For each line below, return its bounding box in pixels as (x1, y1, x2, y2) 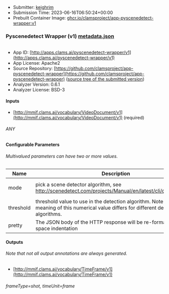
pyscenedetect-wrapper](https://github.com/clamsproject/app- (13, 70, 144, 77)
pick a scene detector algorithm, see (35, 181, 122, 188)
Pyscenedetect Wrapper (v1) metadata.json (6, 33, 114, 40)
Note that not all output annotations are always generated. (6, 250, 127, 256)
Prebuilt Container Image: (13, 15, 66, 21)
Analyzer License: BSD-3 (13, 86, 65, 92)
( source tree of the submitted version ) (66, 76, 145, 82)
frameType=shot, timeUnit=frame (6, 283, 75, 289)
